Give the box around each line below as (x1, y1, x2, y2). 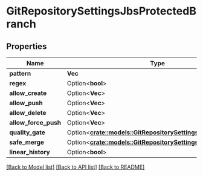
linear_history (9, 148, 50, 156)
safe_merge (9, 138, 44, 146)
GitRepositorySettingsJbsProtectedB (6, 4, 196, 18)
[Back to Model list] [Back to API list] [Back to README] (6, 163, 145, 171)
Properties (6, 41, 47, 51)
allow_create (9, 89, 47, 97)
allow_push (9, 99, 43, 107)
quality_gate (9, 128, 45, 137)
